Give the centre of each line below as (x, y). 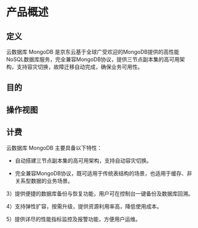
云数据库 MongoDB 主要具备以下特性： (54, 148)
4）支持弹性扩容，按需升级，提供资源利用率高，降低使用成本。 (84, 206)
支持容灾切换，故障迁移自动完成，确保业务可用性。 (79, 67)
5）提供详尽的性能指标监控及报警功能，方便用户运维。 (73, 219)
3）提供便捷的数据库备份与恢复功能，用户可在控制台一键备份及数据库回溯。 (100, 193)
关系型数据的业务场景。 (44, 181)
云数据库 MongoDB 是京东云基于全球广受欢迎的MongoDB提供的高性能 (93, 52)
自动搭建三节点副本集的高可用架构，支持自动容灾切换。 (83, 160)
